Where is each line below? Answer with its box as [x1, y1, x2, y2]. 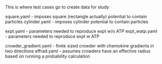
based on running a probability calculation [5, 53, 90, 59]
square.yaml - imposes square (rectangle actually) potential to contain [5, 14, 147, 19]
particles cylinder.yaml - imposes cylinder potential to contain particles [5, 19, 149, 24]
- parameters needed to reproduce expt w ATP [5, 34, 100, 39]
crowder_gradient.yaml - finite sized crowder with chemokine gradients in [5, 43, 154, 48]
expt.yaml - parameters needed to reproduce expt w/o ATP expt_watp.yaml [5, 28, 158, 34]
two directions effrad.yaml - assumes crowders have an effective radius [5, 48, 151, 54]
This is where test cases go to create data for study [5, 4, 109, 10]
